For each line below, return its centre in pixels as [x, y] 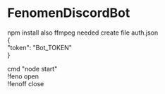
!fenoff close [26, 83]
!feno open [23, 76]
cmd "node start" [32, 69]
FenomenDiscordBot [69, 13]
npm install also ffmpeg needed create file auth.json [83, 33]
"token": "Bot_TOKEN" [40, 47]
